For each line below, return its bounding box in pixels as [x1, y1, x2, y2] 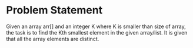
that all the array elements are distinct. [6, 35, 99, 42]
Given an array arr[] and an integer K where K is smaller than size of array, [6, 23, 187, 30]
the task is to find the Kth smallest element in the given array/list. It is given [6, 29, 188, 36]
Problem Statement [6, 4, 103, 17]
